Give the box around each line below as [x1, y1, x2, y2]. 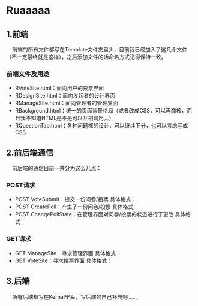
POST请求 [6, 181, 36, 189]
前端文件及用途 [6, 69, 50, 78]
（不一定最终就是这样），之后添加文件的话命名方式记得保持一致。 [6, 53, 167, 60]
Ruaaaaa [6, 4, 51, 17]
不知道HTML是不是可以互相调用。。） [25, 114, 115, 122]
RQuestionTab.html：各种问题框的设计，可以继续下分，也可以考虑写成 [14, 122, 188, 129]
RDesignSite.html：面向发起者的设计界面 [14, 92, 116, 99]
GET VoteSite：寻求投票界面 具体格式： [14, 257, 113, 264]
